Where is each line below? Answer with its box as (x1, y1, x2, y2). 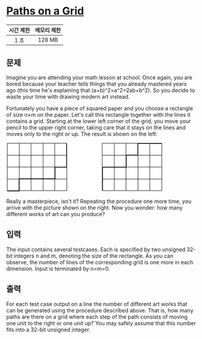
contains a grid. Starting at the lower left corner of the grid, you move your (6, 117, 191, 125)
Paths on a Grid (6, 4, 84, 18)
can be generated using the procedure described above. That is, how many (6, 306, 194, 314)
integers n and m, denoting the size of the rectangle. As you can (14, 252, 174, 260)
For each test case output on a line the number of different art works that (6, 300, 188, 308)
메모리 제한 (35, 26, 62, 34)
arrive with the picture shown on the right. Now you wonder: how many (6, 204, 183, 211)
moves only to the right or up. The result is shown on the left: (6, 131, 158, 137)
